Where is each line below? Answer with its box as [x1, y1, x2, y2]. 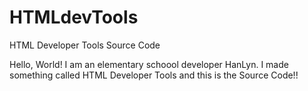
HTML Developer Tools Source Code [9, 39, 161, 51]
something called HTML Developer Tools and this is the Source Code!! [9, 69, 299, 81]
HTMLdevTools [9, 6, 139, 29]
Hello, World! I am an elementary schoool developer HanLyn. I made [9, 58, 289, 70]
